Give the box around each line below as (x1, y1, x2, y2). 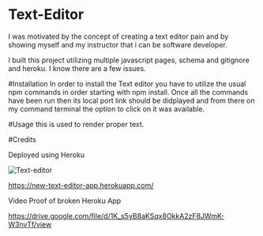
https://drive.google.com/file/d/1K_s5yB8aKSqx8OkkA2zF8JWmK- (8, 211, 225, 220)
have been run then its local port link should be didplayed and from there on (8, 96, 255, 105)
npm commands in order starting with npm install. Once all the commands (8, 87, 249, 96)
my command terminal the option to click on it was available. (8, 104, 205, 114)
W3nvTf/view (8, 219, 52, 229)
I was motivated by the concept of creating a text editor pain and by (8, 32, 229, 41)
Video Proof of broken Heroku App (8, 196, 121, 205)
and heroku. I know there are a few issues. (8, 63, 146, 73)
